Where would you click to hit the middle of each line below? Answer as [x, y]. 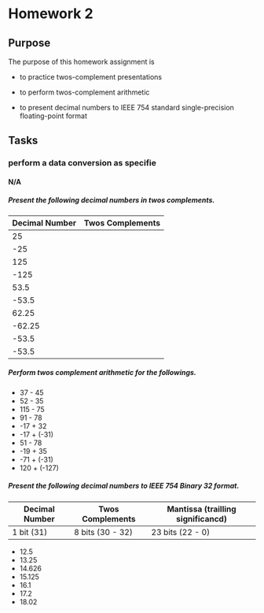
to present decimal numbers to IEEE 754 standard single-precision [126, 108]
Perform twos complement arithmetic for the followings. [102, 373]
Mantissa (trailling [202, 509]
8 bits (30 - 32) [104, 532]
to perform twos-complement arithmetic [84, 92]
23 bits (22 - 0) [181, 532]
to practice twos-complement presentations [91, 77]
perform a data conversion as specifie [82, 163]
